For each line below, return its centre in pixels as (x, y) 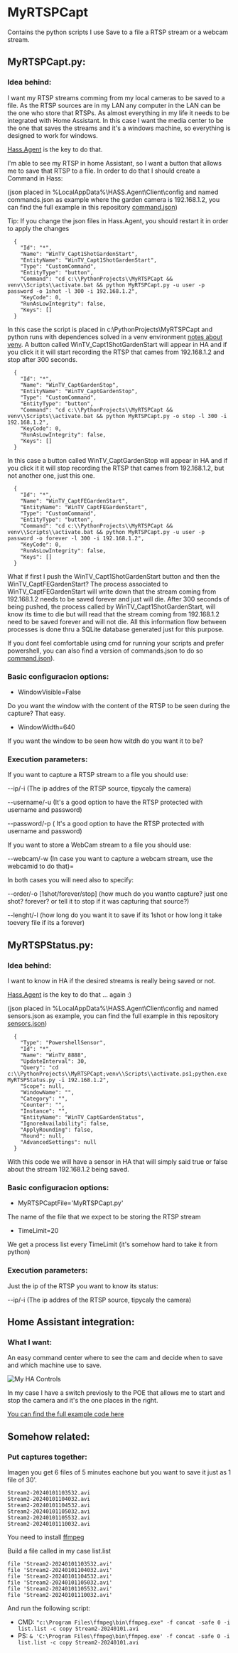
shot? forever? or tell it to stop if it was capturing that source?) (98, 902)
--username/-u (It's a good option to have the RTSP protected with (105, 802)
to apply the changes (38, 228)
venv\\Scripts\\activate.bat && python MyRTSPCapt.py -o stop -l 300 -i (117, 416)
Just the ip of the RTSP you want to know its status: (83, 1286)
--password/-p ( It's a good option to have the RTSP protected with (106, 824)
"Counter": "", (43, 1105)
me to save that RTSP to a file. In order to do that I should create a (104, 171)
